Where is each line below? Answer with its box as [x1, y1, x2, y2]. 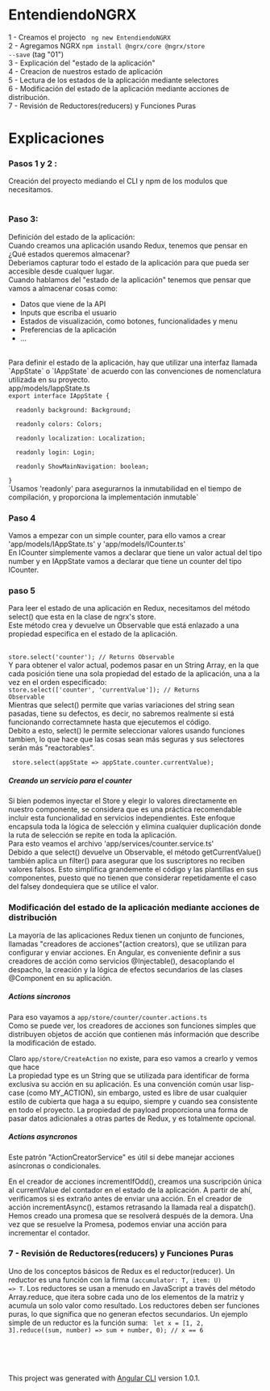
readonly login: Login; [15, 448, 95, 457]
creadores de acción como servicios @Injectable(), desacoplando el [8, 956, 235, 966]
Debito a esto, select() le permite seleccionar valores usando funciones [8, 726, 246, 736]
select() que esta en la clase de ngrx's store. [8, 612, 156, 622]
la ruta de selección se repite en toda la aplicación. [8, 830, 177, 840]
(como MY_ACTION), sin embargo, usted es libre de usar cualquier [26, 1088, 247, 1097]
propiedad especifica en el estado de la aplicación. [8, 629, 178, 639]
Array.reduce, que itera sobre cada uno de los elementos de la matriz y [8, 1292, 244, 1301]
